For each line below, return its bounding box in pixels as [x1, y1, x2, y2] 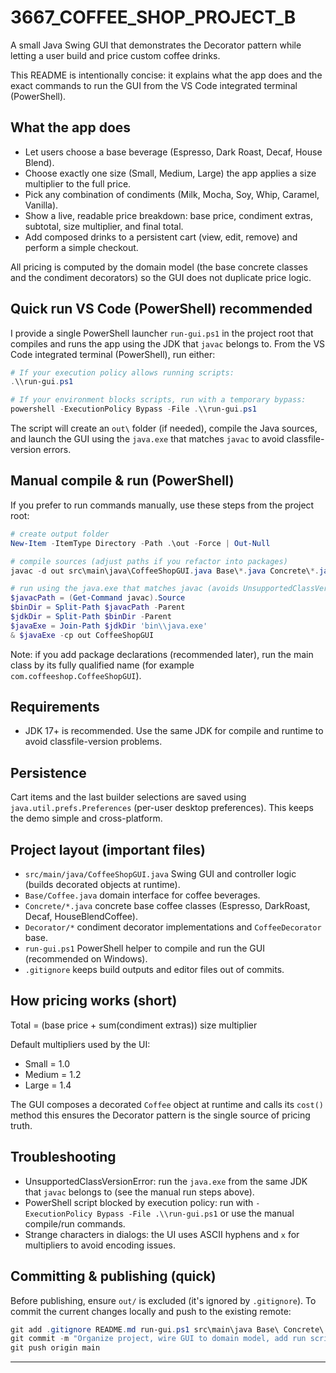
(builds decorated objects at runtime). [24, 879, 181, 891]
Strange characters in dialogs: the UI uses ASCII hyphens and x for [24, 1228, 300, 1240]
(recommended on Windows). [24, 953, 148, 965]
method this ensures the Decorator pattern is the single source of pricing [10, 1109, 311, 1121]
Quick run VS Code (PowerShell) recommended [10, 301, 313, 318]
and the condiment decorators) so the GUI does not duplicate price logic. [10, 271, 312, 283]
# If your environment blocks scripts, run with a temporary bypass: [10, 395, 307, 405]
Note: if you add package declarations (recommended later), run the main [10, 648, 314, 660]
